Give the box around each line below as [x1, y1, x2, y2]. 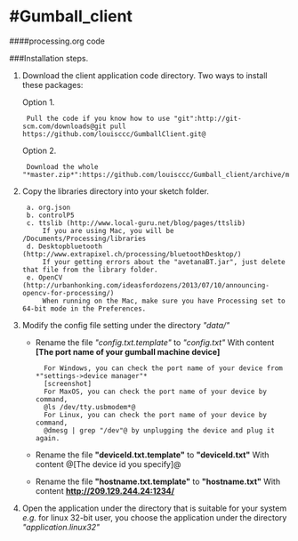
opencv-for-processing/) [21, 288, 115, 297]
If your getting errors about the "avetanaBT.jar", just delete [42, 257, 286, 266]
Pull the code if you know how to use [26, 114, 171, 123]
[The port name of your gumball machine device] [35, 346, 221, 357]
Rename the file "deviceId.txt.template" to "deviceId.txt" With [35, 449, 270, 460]
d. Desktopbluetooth [26, 242, 102, 251]
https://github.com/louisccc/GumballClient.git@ [21, 129, 206, 139]
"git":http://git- [173, 114, 242, 123]
